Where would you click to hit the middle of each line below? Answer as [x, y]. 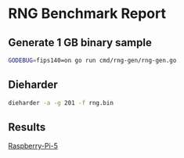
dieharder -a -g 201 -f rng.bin [61, 102]
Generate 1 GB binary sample [80, 43]
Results [27, 127]
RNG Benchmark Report [87, 14]
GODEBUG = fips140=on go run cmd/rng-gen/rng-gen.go [92, 60]
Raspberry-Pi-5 [33, 146]
